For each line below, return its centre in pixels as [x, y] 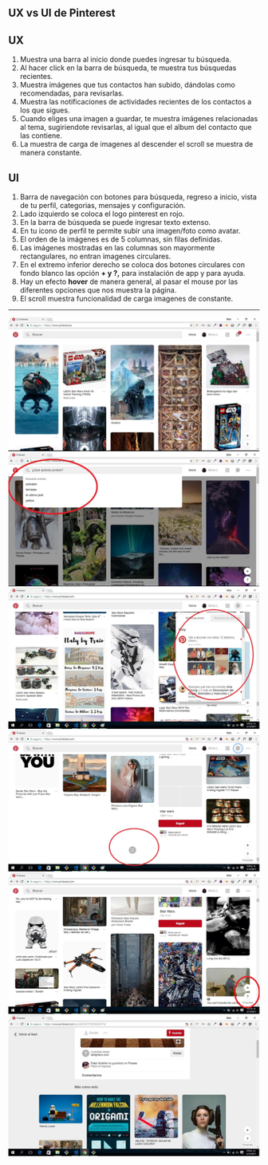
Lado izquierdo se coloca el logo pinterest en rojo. [102, 214]
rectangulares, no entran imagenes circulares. [95, 256]
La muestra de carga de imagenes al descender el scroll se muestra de [136, 144]
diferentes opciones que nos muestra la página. [98, 290]
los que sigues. [45, 110]
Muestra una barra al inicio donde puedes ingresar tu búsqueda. [125, 60]
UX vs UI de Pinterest [62, 13]
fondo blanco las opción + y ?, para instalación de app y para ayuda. [132, 274]
